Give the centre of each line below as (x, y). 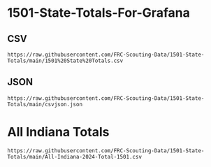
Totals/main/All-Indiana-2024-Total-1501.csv (74, 157)
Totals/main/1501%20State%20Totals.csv (65, 61)
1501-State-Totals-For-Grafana (99, 13)
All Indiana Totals (58, 132)
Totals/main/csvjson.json (45, 104)
